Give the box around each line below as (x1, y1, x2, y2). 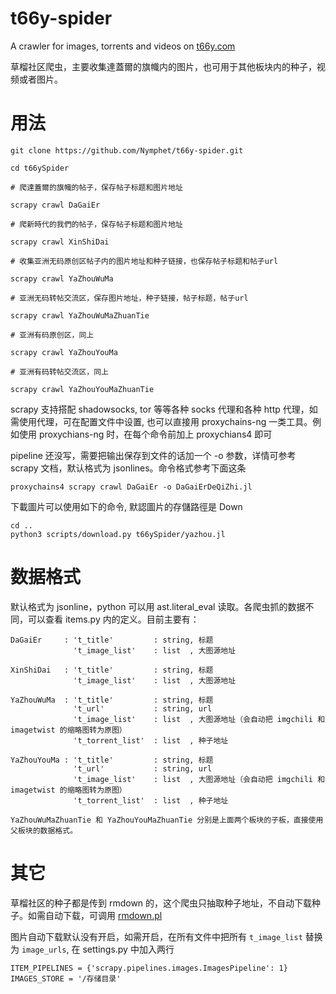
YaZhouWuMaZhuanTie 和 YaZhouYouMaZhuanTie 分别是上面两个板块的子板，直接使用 (10, 815, 324, 825)
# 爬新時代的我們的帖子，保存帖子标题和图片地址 (10, 219, 183, 229)
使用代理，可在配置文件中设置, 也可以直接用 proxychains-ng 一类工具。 (18, 415, 313, 427)
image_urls (21, 945, 67, 955)
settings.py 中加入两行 (82, 943, 175, 955)
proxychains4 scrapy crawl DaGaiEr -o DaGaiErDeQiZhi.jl (10, 482, 253, 492)
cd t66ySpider (10, 163, 70, 173)
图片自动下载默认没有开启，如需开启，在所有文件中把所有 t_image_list (10, 930, 303, 942)
